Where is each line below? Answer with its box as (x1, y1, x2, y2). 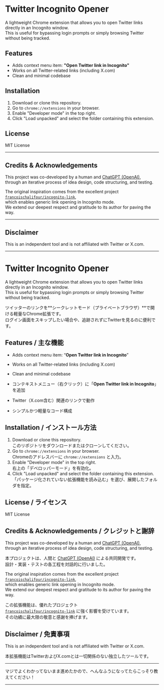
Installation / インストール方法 (5, 423, 97, 432)
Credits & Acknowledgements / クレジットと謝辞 (5, 526, 155, 535)
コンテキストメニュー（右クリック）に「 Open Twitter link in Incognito (12, 381, 155, 387)
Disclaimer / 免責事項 (5, 630, 70, 638)
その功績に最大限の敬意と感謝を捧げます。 (5, 614, 90, 620)
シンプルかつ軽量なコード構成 (12, 408, 72, 414)
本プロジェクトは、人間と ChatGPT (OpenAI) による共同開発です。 (5, 555, 139, 561)
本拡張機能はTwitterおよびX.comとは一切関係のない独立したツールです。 (5, 653, 151, 659)
